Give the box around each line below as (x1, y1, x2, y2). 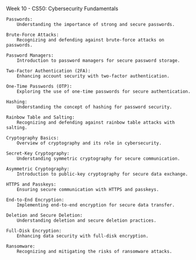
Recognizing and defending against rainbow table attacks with (16, 120, 175, 126)
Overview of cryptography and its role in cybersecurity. (16, 140, 162, 146)
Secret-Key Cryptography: (6, 150, 69, 156)
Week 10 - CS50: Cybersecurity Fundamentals (6, 5, 119, 12)
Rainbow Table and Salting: (6, 114, 75, 120)
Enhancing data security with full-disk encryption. (16, 233, 149, 239)
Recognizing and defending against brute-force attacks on (16, 37, 165, 43)
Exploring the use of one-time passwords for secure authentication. (16, 88, 191, 94)
